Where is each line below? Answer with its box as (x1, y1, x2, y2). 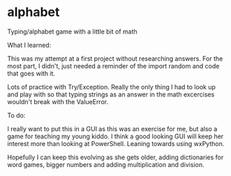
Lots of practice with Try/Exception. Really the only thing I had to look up (7, 82, 216, 91)
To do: (7, 111, 26, 119)
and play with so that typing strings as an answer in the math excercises (7, 90, 215, 98)
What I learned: (7, 41, 52, 49)
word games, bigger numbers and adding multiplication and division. (7, 160, 204, 168)
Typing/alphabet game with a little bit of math (7, 27, 137, 36)
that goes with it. (7, 69, 56, 78)
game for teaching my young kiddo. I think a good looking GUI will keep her (7, 132, 224, 140)
